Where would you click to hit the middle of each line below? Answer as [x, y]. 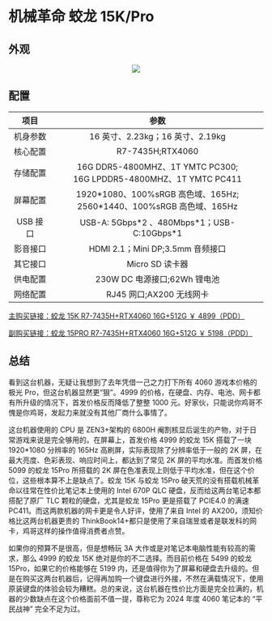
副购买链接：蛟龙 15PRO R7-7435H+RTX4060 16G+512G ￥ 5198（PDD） [131, 333]
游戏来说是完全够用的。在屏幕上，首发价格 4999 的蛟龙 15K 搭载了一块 [134, 440]
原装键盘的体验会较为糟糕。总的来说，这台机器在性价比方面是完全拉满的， [132, 589]
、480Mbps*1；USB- [192, 222]
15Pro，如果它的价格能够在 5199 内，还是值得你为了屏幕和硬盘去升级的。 [130, 568]
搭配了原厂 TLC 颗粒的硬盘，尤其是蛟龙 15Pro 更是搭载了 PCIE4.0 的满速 [129, 500]
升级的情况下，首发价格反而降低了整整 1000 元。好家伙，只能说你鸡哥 [139, 402]
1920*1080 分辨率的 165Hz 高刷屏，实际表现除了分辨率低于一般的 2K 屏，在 [136, 449]
